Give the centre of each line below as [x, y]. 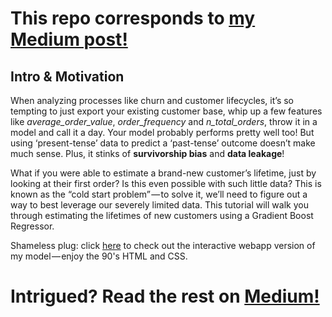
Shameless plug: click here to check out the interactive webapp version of [163, 245]
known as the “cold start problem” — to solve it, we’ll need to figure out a [159, 194]
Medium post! [69, 39]
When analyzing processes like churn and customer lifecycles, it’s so [152, 100]
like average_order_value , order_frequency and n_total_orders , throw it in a [164, 121]
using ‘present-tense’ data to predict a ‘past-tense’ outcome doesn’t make [163, 143]
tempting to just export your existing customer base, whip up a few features [166, 111]
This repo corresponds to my [133, 18]
